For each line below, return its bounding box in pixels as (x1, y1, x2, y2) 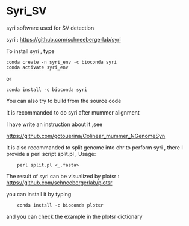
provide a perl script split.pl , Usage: (6, 150, 96, 157)
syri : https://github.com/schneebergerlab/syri (6, 36, 122, 43)
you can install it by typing (6, 190, 72, 198)
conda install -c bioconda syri (6, 86, 87, 93)
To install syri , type (6, 47, 55, 55)
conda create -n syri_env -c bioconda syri (6, 59, 117, 65)
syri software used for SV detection (6, 24, 94, 31)
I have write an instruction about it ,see (6, 121, 103, 128)
